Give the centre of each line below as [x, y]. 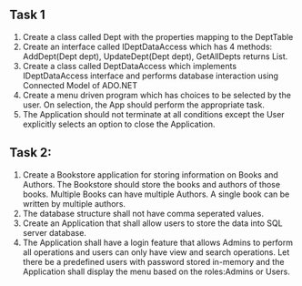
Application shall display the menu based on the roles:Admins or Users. [156, 271]
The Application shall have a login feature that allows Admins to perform [158, 242]
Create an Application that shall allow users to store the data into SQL [153, 223]
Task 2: [30, 153]
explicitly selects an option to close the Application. [119, 124]
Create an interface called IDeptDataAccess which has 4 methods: [147, 46]
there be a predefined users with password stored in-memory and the [153, 261]
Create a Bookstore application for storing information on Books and [151, 174]
